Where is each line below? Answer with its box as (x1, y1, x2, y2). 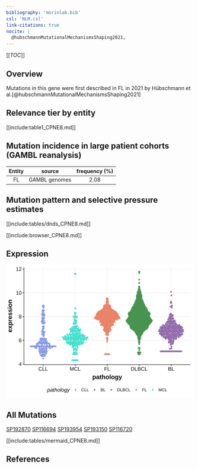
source (41, 168, 59, 175)
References (6, 454, 50, 464)
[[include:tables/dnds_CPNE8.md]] (6, 220, 91, 227)
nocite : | (6, 28, 31, 34)
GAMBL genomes (28, 176, 72, 183)
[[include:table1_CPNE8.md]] (6, 123, 76, 130)
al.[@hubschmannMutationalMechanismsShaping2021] (6, 91, 141, 98)
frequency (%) (76, 168, 114, 175)
